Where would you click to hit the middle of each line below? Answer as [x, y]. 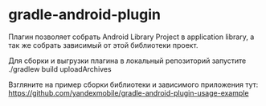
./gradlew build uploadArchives [60, 69]
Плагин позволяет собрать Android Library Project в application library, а [131, 37]
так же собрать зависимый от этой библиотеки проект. [103, 45]
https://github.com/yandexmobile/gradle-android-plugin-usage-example [129, 92]
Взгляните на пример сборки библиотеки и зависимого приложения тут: [133, 84]
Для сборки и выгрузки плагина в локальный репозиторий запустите [127, 61]
